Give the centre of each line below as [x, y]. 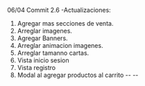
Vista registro [36, 68]
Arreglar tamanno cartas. [53, 53]
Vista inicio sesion [43, 60]
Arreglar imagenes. [45, 31]
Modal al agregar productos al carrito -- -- [78, 75]
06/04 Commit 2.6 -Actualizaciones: [59, 10]
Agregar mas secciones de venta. [65, 23]
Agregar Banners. [42, 38]
